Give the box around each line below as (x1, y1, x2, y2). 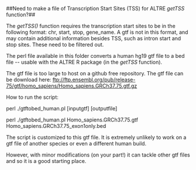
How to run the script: (6, 93, 59, 100)
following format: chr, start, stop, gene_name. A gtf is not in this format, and (6, 29, 188, 36)
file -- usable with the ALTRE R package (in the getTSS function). (6, 58, 163, 65)
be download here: (6, 76, 51, 83)
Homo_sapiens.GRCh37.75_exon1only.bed (6, 123, 106, 129)
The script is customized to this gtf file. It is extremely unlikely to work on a (6, 134, 187, 141)
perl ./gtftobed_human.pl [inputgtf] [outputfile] (6, 105, 118, 112)
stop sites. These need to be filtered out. (6, 41, 104, 48)
